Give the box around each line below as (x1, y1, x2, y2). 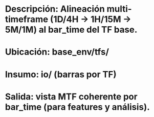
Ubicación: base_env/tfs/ (5, 46, 109, 58)
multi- (107, 3, 132, 15)
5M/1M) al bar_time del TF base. (5, 24, 138, 35)
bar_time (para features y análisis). (5, 101, 150, 113)
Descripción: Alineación (5, 3, 105, 15)
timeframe (5, 14, 48, 25)
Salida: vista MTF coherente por (5, 91, 138, 102)
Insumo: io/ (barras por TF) (5, 69, 117, 80)
